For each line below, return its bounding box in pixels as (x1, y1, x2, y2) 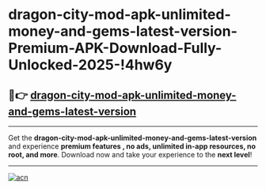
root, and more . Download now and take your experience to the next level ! (8, 150, 253, 159)
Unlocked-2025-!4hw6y (8, 56, 173, 74)
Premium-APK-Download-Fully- (8, 40, 222, 57)
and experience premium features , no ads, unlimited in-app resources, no (8, 142, 256, 151)
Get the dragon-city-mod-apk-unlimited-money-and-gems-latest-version (8, 133, 257, 142)
